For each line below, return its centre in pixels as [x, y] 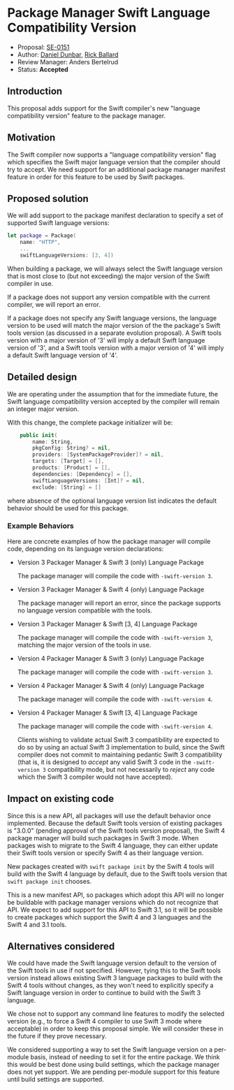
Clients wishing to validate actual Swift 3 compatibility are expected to [118, 740]
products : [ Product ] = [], [72, 468]
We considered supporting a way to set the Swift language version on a [110, 1049]
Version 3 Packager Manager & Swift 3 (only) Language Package [111, 562]
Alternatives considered [61, 946]
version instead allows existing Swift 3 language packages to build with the [115, 978]
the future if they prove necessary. [57, 1036]
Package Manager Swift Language [109, 13]
